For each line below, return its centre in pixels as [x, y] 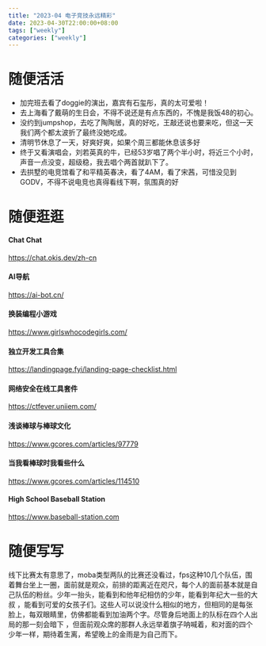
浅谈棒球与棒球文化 [40, 426]
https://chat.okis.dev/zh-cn [53, 258]
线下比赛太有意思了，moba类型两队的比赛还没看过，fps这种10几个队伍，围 [130, 575]
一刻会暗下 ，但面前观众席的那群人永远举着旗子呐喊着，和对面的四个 [141, 624]
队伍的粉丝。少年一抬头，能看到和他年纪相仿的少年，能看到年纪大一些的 [133, 594]
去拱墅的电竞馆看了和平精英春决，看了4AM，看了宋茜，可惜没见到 [128, 172]
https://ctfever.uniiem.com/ [53, 407]
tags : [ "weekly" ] [37, 30]
